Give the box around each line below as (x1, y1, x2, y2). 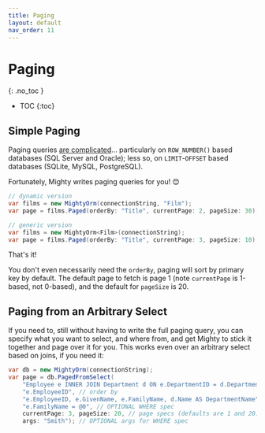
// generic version (8, 221, 73, 229)
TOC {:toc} (19, 102, 55, 111)
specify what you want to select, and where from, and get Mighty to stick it (8, 334, 252, 343)
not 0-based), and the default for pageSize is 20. (32, 282, 189, 291)
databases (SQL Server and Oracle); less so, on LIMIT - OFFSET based (8, 154, 229, 163)
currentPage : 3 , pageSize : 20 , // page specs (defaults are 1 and (22, 410, 245, 418)
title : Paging (8, 11, 55, 20)
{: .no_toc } (8, 86, 44, 95)
